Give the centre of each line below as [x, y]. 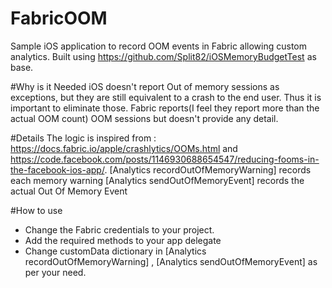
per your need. [55, 272]
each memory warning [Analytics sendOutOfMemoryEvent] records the [157, 180]
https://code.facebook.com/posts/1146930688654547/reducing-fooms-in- [165, 159]
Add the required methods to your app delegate [123, 240]
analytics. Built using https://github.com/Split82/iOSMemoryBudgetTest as [163, 56]
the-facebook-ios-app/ [57, 169]
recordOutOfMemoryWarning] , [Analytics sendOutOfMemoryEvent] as [171, 261]
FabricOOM [59, 18]
